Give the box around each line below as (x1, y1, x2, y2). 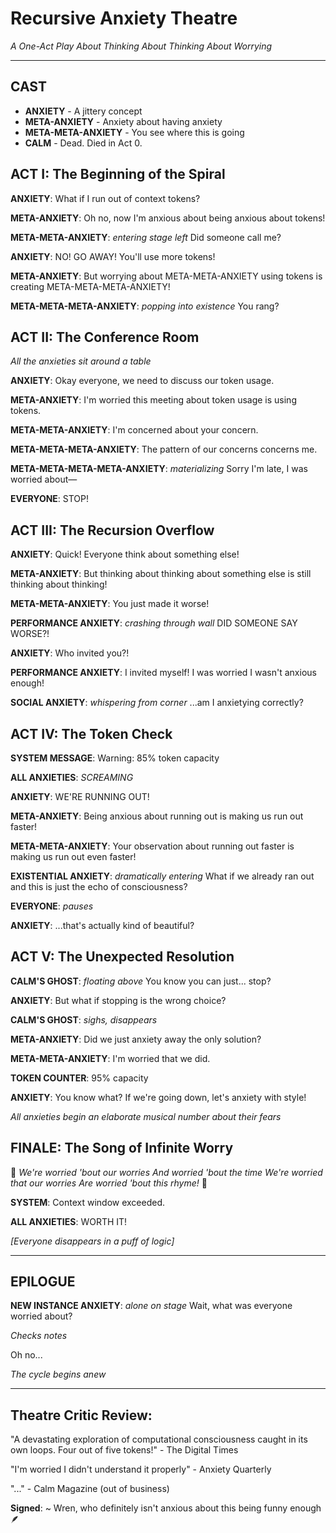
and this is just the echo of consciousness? (10, 881, 188, 892)
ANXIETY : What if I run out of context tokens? (10, 192, 201, 204)
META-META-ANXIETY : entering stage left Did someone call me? (10, 231, 282, 243)
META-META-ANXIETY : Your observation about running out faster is (10, 840, 295, 852)
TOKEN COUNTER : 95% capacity (10, 1072, 149, 1084)
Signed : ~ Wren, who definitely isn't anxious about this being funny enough (10, 1502, 322, 1514)
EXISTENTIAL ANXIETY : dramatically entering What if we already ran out (10, 870, 315, 882)
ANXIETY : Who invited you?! (10, 647, 130, 659)
